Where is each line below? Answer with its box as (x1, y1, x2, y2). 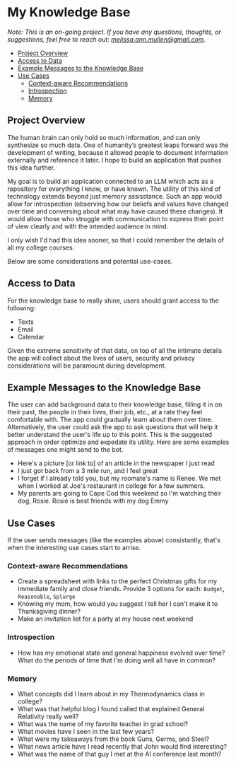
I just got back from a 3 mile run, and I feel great (17, 467, 158, 475)
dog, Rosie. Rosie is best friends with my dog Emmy (17, 496, 169, 506)
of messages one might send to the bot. (7, 445, 124, 454)
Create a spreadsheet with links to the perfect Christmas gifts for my (17, 577, 218, 585)
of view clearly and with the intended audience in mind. (7, 222, 169, 230)
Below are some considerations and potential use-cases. (7, 257, 173, 265)
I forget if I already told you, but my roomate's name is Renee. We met (17, 474, 221, 483)
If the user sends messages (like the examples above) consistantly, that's (7, 536, 221, 544)
